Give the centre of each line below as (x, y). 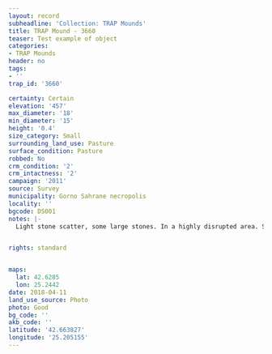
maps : (17, 270)
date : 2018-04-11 (38, 292)
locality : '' (30, 203)
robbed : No (27, 159)
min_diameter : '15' (41, 121)
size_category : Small (45, 136)
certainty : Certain (41, 98)
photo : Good (28, 307)
